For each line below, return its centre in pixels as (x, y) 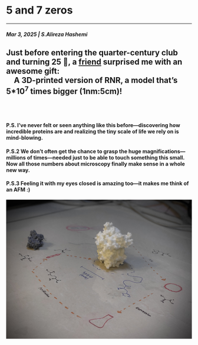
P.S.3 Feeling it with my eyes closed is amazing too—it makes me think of (98, 184)
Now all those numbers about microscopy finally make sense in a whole (96, 164)
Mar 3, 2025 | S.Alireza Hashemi (47, 34)
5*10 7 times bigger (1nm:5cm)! (64, 90)
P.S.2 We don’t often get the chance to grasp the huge (74, 151)
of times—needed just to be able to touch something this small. (105, 157)
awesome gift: (33, 71)
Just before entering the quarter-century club (92, 53)
